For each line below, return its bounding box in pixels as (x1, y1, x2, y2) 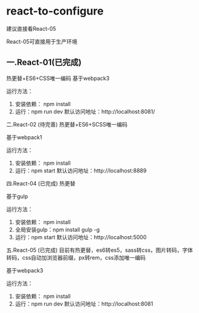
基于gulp (6, 193, 29, 200)
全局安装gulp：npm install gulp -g (15, 226, 100, 233)
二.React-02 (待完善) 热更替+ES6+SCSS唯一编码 (6, 120, 127, 128)
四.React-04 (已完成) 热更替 (6, 180, 76, 187)
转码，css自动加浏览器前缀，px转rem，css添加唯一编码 (6, 254, 146, 261)
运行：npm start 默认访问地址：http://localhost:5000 (15, 233, 147, 240)
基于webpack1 (6, 133, 42, 140)
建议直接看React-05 (6, 25, 56, 32)
